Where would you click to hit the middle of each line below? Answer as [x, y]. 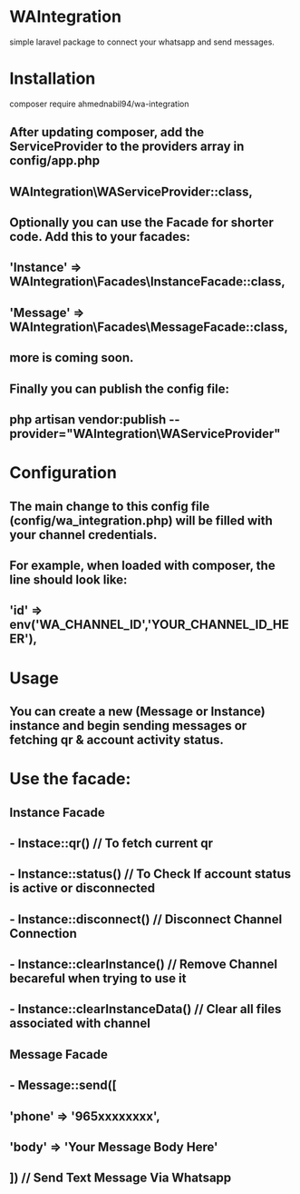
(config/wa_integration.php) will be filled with [141, 520]
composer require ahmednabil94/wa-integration [99, 104]
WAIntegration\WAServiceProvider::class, [131, 191]
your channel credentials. [83, 535]
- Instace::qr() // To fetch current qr [111, 843]
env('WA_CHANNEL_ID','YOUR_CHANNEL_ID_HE [150, 625]
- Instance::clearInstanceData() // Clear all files [145, 1009]
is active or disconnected [82, 888]
